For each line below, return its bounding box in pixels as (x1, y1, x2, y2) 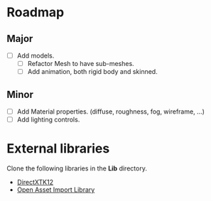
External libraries (6, 141, 110, 157)
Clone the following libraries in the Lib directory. (6, 164, 147, 173)
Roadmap (6, 4, 65, 21)
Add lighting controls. (16, 115, 80, 124)
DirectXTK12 (16, 178, 54, 187)
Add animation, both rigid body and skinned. (27, 67, 158, 76)
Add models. (16, 51, 55, 60)
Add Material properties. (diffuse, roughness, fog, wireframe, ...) (16, 107, 205, 116)
